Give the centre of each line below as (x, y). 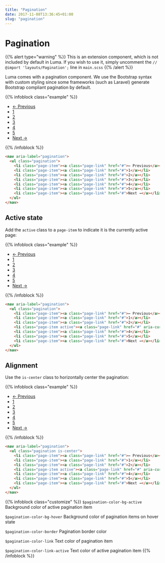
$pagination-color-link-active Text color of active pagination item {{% (78, 550)
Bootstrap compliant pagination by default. (48, 87)
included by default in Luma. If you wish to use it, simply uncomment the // (81, 62)
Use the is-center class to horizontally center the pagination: (67, 377)
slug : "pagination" (25, 19)
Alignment (21, 365)
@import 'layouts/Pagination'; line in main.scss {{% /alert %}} (69, 68)
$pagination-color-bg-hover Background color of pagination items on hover (82, 517)
